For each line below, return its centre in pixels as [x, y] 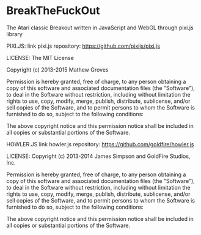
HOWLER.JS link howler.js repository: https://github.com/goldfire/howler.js [100, 144]
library [14, 34]
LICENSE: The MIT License [40, 58]
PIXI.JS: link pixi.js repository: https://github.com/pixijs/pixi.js [83, 46]
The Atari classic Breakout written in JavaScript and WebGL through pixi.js [100, 28]
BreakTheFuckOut [53, 11]
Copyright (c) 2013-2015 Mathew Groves [57, 69]
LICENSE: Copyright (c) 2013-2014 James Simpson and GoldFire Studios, [98, 156]
